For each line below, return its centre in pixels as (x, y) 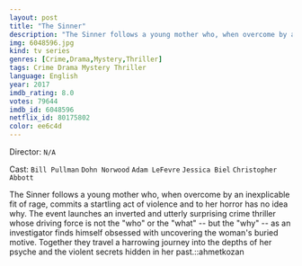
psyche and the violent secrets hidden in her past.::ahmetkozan (127, 252)
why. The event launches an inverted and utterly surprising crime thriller (143, 213)
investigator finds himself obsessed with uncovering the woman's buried (144, 233)
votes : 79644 (34, 101)
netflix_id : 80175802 (50, 118)
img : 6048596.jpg (42, 43)
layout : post (34, 18)
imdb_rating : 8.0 (42, 93)
